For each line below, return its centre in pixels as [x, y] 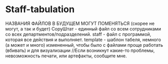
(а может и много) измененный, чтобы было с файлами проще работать [84, 45]
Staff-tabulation [40, 9]
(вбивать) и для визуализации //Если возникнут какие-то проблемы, [80, 50]
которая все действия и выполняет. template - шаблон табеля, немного [83, 40]
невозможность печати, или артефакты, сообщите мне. [66, 56]
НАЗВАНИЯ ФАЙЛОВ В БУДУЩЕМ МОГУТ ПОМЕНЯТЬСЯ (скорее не [80, 23]
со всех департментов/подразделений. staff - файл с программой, [78, 34]
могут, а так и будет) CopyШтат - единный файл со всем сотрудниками [83, 28]
